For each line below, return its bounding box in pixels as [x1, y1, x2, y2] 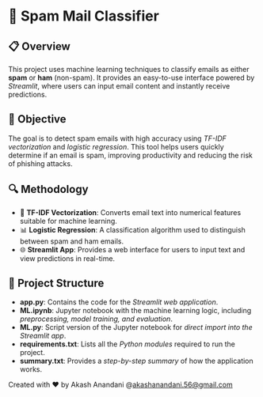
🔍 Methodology [8, 183, 89, 196]
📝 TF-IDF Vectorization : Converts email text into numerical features [19, 207, 242, 217]
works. [19, 365, 42, 374]
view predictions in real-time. [19, 253, 116, 263]
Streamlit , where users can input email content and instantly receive [8, 81, 231, 90]
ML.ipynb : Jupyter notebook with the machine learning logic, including [19, 306, 252, 316]
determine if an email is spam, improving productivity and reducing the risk [8, 150, 253, 160]
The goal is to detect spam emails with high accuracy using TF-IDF [8, 134, 227, 143]
